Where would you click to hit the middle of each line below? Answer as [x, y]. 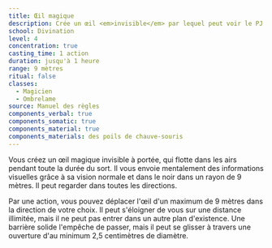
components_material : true [54, 129]
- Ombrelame [36, 99]
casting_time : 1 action [49, 53]
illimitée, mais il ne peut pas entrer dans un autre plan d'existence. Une [127, 218]
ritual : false [32, 76]
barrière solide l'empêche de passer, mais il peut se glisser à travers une [130, 227]
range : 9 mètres [36, 69]
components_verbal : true [50, 114]
